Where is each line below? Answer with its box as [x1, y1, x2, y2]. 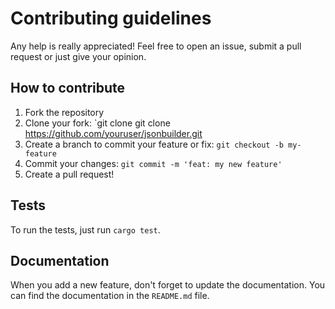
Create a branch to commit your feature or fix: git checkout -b [24, 138, 284, 150]
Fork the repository [24, 106, 105, 118]
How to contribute [10, 80, 126, 97]
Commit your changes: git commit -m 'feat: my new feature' [24, 157, 283, 169]
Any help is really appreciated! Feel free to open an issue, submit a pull [10, 40, 302, 52]
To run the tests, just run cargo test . [10, 223, 161, 236]
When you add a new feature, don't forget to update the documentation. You [10, 279, 326, 291]
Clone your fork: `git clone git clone [24, 117, 171, 129]
